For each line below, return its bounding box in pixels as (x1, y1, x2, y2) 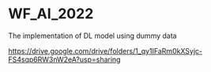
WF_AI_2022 (8, 5, 94, 23)
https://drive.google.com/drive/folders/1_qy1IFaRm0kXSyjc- (8, 46, 203, 55)
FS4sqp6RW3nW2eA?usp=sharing (8, 55, 121, 64)
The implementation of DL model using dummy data (8, 31, 177, 40)
